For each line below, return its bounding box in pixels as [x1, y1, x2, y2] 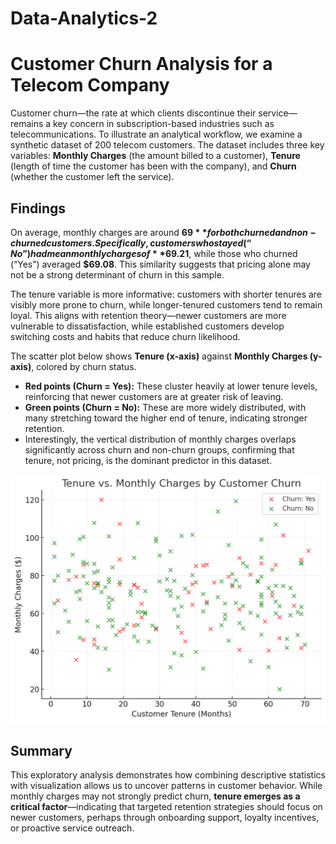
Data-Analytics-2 [10, 7, 158, 30]
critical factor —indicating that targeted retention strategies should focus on [10, 800, 323, 812]
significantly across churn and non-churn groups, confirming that [24, 443, 295, 456]
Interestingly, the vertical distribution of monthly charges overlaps [24, 433, 297, 445]
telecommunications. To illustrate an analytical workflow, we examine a [10, 128, 303, 141]
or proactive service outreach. [10, 822, 135, 834]
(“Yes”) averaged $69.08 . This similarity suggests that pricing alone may [10, 258, 311, 270]
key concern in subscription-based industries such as [53, 118, 275, 130]
